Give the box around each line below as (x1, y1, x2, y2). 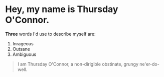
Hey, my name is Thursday (5, 4, 118, 15)
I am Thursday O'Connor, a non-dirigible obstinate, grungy (17, 61, 139, 67)
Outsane (12, 46, 30, 52)
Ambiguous (12, 51, 37, 57)
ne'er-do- (139, 61, 159, 67)
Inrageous (12, 40, 34, 46)
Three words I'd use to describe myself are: (5, 31, 96, 37)
